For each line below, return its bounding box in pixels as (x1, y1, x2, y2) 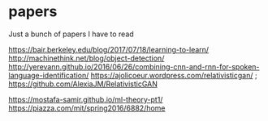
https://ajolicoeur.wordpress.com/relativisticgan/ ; (90, 70, 257, 80)
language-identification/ (8, 70, 89, 80)
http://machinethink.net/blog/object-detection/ (8, 53, 165, 63)
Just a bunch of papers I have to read (8, 29, 134, 39)
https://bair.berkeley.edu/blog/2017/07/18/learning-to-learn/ (8, 44, 210, 54)
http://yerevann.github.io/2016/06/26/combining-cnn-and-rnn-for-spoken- (8, 61, 260, 71)
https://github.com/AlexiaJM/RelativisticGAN (8, 79, 158, 89)
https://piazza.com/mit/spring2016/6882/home (8, 103, 166, 113)
